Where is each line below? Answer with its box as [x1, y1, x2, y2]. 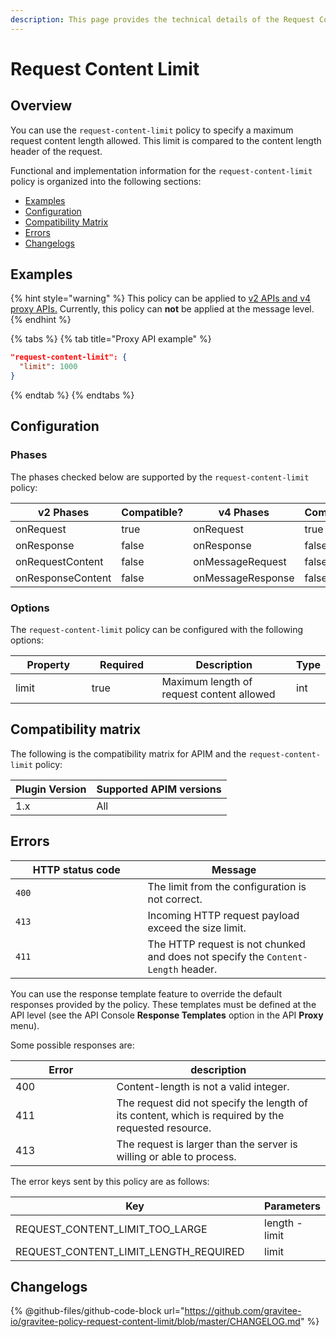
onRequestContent [15, 554, 104, 568]
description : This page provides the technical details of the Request [10, 14, 315, 25]
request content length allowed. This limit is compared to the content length [10, 134, 322, 146]
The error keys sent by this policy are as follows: [10, 1175, 210, 1187]
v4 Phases [218, 505, 270, 519]
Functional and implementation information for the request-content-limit [10, 164, 313, 176]
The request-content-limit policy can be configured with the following [10, 624, 304, 636]
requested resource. [116, 1121, 212, 1135]
